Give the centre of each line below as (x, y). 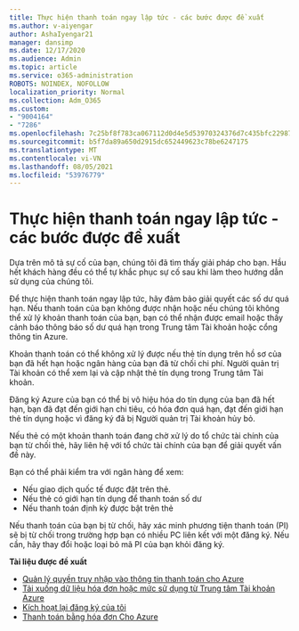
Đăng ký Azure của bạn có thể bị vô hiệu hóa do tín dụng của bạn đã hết (142, 400)
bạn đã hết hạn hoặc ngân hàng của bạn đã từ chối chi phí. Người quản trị (144, 364)
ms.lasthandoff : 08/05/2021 (61, 167)
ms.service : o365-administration (71, 76)
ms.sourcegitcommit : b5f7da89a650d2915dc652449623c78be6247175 (129, 142)
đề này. (23, 455)
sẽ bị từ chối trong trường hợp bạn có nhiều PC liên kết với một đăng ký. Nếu (149, 535)
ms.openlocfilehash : (48, 134)
